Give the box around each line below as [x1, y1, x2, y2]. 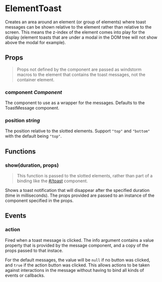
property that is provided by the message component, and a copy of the [5, 242, 149, 248]
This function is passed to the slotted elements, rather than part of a [16, 173, 153, 179]
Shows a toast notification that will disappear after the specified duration [5, 188, 150, 193]
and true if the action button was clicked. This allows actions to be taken [5, 262, 150, 268]
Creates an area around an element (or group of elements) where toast [5, 19, 146, 25]
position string [5, 117, 40, 124]
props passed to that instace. [5, 248, 63, 253]
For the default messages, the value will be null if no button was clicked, [5, 257, 150, 263]
